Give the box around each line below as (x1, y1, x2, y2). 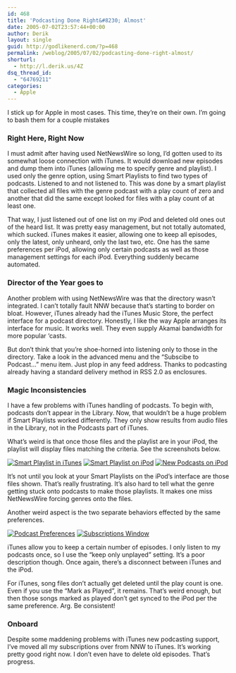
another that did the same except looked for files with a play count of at (7, 195, 215, 203)
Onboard (7, 619, 39, 629)
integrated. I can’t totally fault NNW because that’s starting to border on (7, 301, 215, 310)
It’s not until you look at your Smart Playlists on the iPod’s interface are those (7, 472, 230, 481)
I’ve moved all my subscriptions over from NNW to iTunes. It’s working (7, 643, 211, 651)
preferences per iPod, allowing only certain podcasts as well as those (7, 245, 209, 254)
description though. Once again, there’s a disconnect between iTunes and (7, 558, 222, 567)
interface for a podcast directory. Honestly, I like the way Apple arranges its (7, 316, 227, 325)
